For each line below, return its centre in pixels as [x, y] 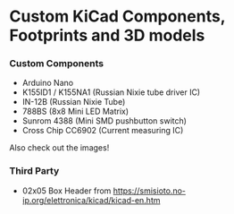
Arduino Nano [48, 83]
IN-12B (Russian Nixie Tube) [74, 102]
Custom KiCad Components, [117, 17]
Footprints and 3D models [107, 35]
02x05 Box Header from [67, 191]
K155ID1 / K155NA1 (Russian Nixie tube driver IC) [111, 92]
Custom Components [57, 64]
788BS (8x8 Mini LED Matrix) [75, 111]
